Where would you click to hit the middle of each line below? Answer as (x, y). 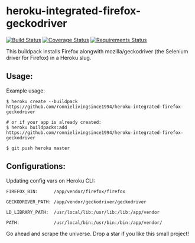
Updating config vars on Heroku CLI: (51, 180)
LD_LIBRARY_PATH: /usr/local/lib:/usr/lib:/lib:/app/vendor (83, 212)
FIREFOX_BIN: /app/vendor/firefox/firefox (66, 191)
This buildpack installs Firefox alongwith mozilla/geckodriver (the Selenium (97, 51)
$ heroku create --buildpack (42, 101)
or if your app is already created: (56, 122)
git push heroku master (40, 148)
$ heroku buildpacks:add (37, 127)
